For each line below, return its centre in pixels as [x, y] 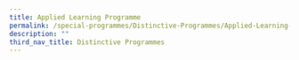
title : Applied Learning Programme [75, 17]
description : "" [39, 34]
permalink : [29, 26]
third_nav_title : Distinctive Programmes [87, 42]
